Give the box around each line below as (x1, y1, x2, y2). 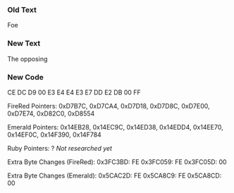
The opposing (7, 54, 48, 63)
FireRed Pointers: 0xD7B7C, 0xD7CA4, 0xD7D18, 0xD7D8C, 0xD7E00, (7, 101, 210, 110)
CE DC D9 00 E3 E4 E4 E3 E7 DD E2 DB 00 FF (7, 88, 141, 96)
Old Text (7, 5, 37, 15)
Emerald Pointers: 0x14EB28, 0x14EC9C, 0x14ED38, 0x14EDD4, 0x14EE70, (7, 123, 223, 131)
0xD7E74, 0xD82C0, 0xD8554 (7, 109, 95, 118)
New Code (7, 72, 44, 82)
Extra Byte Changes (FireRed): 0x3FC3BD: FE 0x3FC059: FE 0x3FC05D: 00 (7, 157, 227, 166)
